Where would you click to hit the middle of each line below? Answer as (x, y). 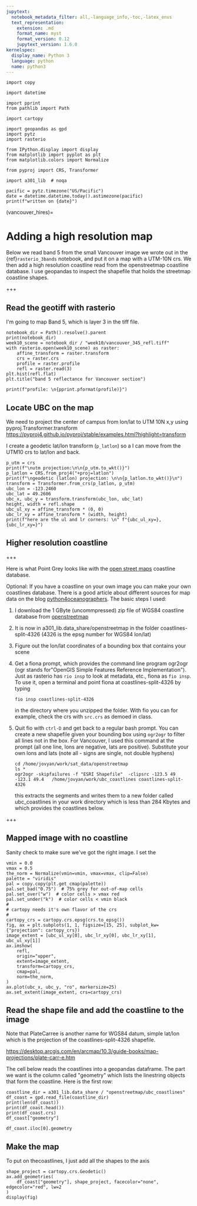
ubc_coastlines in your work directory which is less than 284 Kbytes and (102, 802)
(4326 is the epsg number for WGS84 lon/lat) (96, 634)
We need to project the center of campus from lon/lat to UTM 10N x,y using (97, 421)
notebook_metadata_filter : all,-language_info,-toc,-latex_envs (92, 17)
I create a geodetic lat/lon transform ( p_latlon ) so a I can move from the (94, 446)
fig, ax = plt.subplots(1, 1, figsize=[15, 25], (67, 925)
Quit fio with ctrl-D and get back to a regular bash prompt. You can (96, 728)
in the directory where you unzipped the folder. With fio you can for (96, 710)
